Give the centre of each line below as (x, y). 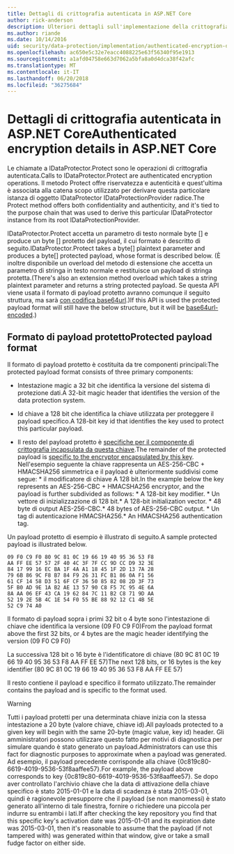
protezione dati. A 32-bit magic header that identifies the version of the (119, 393)
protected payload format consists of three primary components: (100, 372)
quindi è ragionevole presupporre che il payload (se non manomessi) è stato (117, 799)
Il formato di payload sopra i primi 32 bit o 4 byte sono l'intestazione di (109, 619)
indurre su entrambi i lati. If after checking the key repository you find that (112, 813)
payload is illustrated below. (47, 544)
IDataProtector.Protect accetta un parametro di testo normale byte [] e (108, 233)
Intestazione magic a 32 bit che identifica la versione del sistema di (114, 385)
